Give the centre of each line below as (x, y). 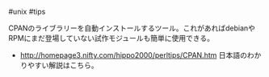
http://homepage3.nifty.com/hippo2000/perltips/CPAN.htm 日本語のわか (141, 55)
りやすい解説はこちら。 (59, 65)
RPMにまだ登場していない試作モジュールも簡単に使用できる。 (111, 38)
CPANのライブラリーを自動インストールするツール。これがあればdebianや (132, 28)
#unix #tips (27, 12)
